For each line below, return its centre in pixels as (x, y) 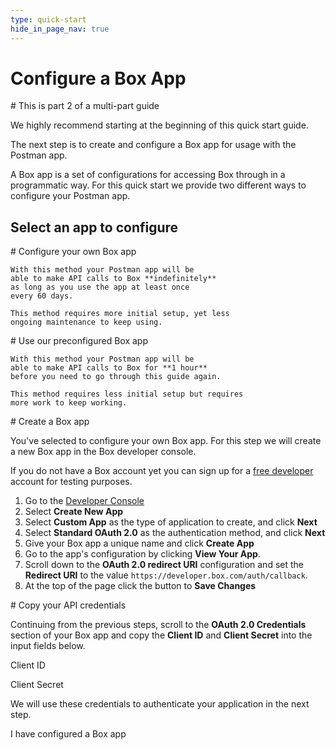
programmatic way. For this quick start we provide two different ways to (158, 185)
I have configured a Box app (68, 734)
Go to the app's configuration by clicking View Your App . (142, 554)
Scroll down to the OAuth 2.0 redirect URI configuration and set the (164, 565)
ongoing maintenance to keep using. (86, 322)
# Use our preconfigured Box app (79, 341)
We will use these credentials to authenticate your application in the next (160, 704)
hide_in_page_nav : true (60, 29)
